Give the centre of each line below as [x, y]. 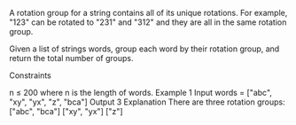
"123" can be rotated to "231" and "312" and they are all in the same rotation [148, 22]
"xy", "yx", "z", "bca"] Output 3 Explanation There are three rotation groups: [147, 102]
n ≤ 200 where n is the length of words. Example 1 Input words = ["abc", [141, 93]
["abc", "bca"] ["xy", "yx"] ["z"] [66, 111]
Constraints [30, 75]
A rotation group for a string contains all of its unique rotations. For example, [148, 13]
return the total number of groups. [71, 58]
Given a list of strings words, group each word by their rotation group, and [144, 49]
